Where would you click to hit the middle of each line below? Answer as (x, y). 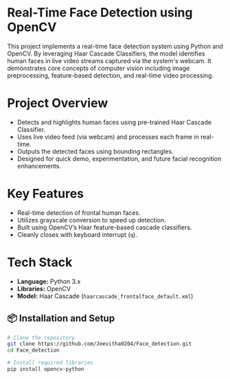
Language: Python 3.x (49, 281)
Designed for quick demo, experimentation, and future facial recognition (119, 159)
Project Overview (58, 103)
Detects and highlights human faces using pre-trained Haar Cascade (114, 122)
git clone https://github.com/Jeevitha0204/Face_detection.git (100, 344)
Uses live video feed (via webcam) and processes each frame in (108, 137)
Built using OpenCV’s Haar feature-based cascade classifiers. (104, 227)
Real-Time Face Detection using (100, 13)
